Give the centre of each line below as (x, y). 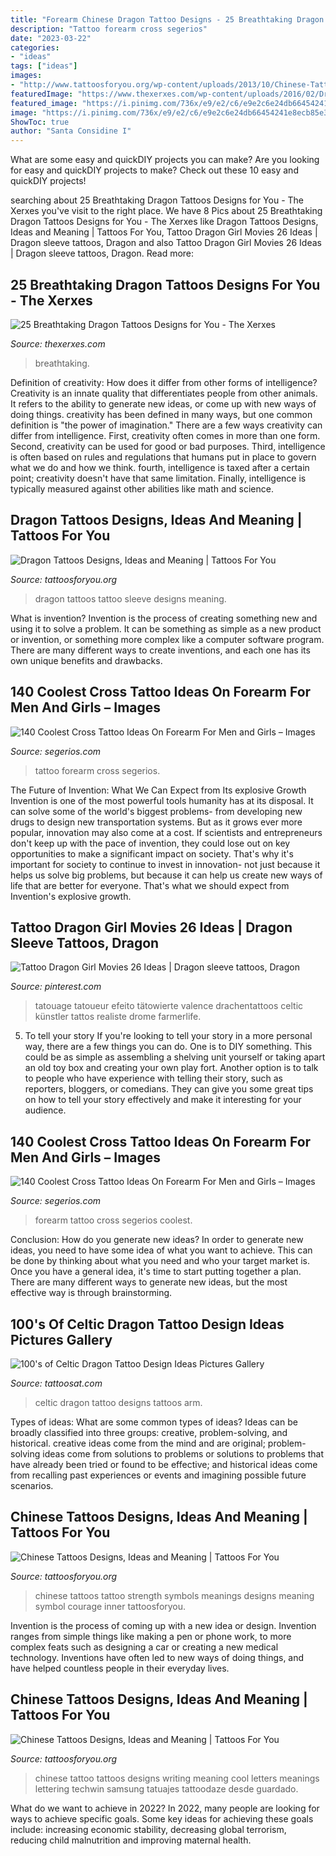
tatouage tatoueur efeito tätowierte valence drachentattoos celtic (169, 1006)
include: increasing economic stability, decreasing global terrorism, (148, 1829)
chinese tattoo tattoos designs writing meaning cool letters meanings (177, 1778)
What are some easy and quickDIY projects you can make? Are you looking (165, 160)
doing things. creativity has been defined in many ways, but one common (161, 414)
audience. (45, 1110)
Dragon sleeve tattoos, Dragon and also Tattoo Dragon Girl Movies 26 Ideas (166, 243)
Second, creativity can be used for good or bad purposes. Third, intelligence (168, 446)
